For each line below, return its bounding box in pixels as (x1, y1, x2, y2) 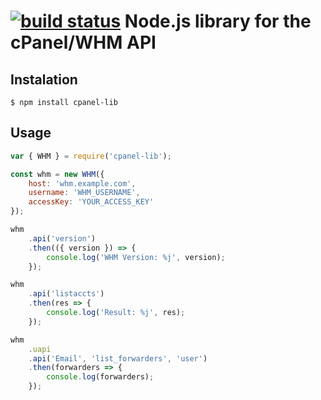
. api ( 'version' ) (28, 233, 97, 244)
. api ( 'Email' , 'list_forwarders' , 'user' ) (28, 353, 208, 364)
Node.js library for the (124, 10, 312, 33)
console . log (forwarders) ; (46, 372, 155, 382)
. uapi (28, 344, 52, 354)
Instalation (10, 71, 78, 88)
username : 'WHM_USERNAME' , (28, 188, 141, 198)
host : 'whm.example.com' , (28, 178, 137, 189)
